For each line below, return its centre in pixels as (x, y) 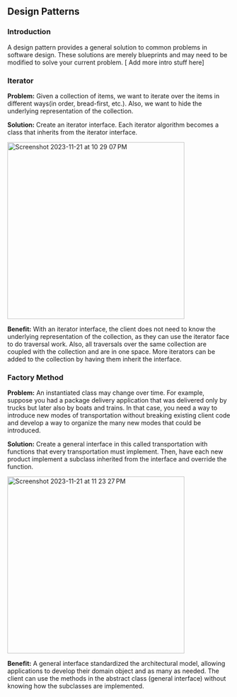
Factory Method (35, 377)
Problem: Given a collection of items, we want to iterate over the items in (114, 96)
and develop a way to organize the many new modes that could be (104, 423)
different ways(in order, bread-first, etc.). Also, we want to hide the (105, 103)
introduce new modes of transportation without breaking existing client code (119, 415)
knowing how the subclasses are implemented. (76, 686)
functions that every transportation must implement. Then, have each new (115, 451)
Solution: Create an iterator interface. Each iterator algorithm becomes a (113, 125)
